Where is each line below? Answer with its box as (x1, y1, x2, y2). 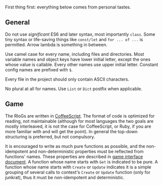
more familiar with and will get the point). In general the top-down (5, 128, 138, 134)
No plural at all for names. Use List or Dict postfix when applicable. (5, 86, 142, 92)
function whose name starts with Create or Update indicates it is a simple (5, 164, 151, 170)
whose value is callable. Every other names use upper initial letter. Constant (5, 61, 158, 68)
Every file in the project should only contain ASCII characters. (5, 76, 129, 82)
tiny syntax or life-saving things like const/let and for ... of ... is (5, 36, 143, 42)
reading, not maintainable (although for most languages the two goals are (5, 118, 154, 124)
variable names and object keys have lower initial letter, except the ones (5, 56, 151, 62)
